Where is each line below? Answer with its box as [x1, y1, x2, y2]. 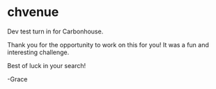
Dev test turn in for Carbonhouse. [7, 27, 104, 35]
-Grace [7, 74, 28, 83]
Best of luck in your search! [7, 61, 86, 70]
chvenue [7, 4, 59, 20]
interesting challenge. [7, 48, 70, 56]
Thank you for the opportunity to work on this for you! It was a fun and [7, 40, 209, 49]
